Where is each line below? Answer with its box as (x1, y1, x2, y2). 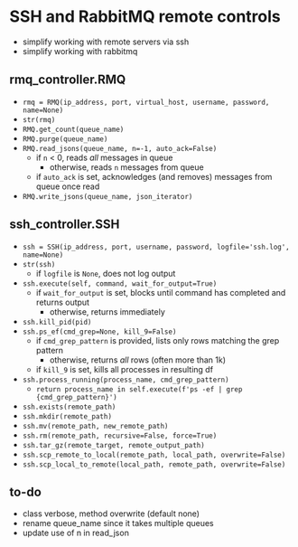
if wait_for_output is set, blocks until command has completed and (35, 287, 286, 297)
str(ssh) (22, 259, 56, 269)
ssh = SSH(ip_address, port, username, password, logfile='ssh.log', (22, 242, 291, 251)
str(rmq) (22, 115, 56, 124)
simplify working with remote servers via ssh (22, 36, 190, 47)
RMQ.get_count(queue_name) (22, 125, 125, 134)
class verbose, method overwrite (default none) (22, 508, 200, 519)
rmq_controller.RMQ (9, 72, 126, 88)
